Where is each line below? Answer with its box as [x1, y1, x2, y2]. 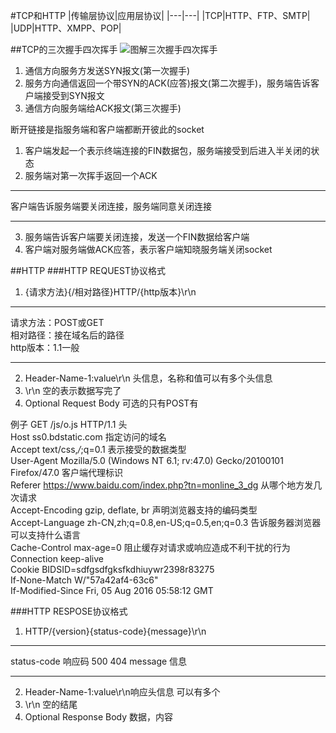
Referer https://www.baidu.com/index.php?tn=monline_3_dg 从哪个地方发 [10, 479, 314, 491]
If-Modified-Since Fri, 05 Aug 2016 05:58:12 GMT [10, 585, 214, 596]
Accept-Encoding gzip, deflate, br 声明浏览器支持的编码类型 [10, 504, 258, 516]
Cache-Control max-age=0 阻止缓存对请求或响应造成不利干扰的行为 [10, 542, 291, 553]
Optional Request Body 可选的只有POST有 [24, 397, 199, 409]
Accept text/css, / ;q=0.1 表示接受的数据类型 [10, 444, 187, 455]
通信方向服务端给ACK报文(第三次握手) [24, 102, 182, 114]
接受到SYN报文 [42, 90, 105, 101]
